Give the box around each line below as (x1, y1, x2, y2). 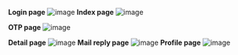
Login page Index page (8, 8, 114, 16)
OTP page (8, 23, 42, 31)
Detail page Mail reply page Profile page (8, 38, 202, 47)
